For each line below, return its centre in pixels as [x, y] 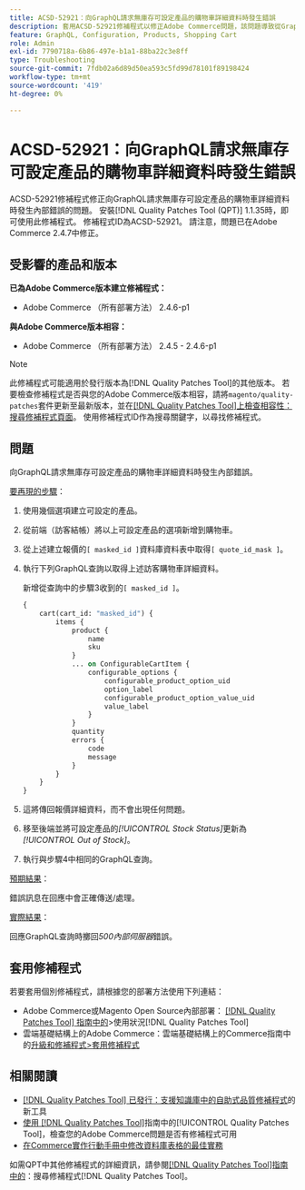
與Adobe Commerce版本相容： [68, 327]
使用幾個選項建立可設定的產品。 [82, 511]
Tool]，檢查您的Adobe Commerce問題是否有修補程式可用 [130, 1134]
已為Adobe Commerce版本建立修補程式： [88, 288]
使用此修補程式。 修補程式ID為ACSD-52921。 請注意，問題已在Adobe [147, 222]
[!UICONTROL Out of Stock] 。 [79, 840]
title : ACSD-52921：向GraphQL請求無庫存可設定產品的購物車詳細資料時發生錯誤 [143, 18]
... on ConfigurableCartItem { [131, 664]
